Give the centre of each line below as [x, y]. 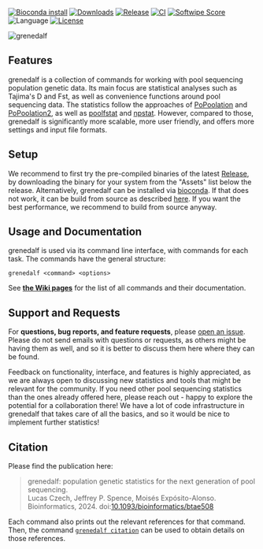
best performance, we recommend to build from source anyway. [113, 207]
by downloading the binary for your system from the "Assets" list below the [130, 182]
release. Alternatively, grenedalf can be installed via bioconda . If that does [129, 190]
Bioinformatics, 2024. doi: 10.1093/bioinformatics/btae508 [120, 506]
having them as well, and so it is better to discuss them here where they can [131, 349]
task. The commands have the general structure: [87, 259]
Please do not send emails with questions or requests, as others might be [127, 340]
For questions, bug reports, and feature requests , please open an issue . [127, 332]
